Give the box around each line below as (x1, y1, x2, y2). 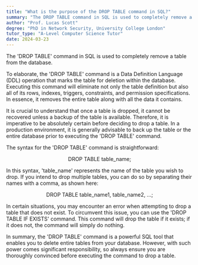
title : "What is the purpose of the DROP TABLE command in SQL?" (6, 8, 171, 15)
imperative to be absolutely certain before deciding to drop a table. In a (6, 120, 180, 127)
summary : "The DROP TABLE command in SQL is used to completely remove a (6, 14, 193, 20)
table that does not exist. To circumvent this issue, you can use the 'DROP (6, 209, 187, 216)
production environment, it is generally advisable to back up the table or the (6, 126, 191, 133)
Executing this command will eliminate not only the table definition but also (6, 83, 189, 90)
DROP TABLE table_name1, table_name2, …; (46, 191, 153, 198)
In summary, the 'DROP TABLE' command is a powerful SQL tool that (6, 233, 174, 240)
